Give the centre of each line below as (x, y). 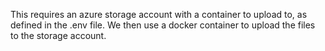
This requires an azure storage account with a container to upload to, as (159, 14)
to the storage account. (58, 35)
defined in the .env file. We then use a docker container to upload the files (163, 25)
